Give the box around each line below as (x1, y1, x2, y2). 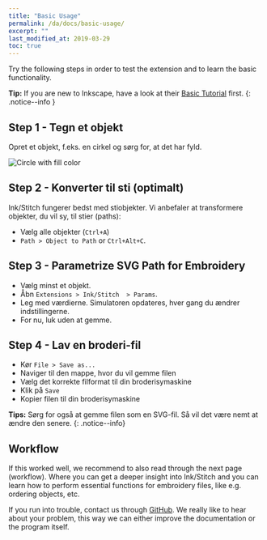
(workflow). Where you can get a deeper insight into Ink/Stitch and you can (8, 472, 259, 482)
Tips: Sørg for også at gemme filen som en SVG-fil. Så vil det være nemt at (8, 410, 259, 419)
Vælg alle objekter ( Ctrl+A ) (19, 227, 110, 236)
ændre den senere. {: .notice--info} (8, 419, 126, 428)
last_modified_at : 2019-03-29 (8, 34, 111, 43)
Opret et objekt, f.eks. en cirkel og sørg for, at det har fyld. (8, 142, 202, 151)
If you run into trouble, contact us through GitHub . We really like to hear (8, 505, 247, 515)
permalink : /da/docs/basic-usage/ (8, 19, 125, 28)
